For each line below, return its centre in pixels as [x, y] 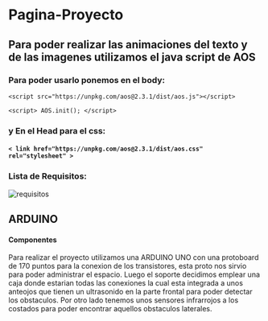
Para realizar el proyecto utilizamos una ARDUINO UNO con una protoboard [134, 257]
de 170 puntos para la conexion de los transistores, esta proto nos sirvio [128, 266]
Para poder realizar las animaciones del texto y [128, 45]
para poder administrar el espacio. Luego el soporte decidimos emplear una [134, 274]
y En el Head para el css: [57, 130]
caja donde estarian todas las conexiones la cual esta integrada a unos [126, 283]
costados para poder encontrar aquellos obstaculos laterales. [110, 309]
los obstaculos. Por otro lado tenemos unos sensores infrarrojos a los [124, 300]
